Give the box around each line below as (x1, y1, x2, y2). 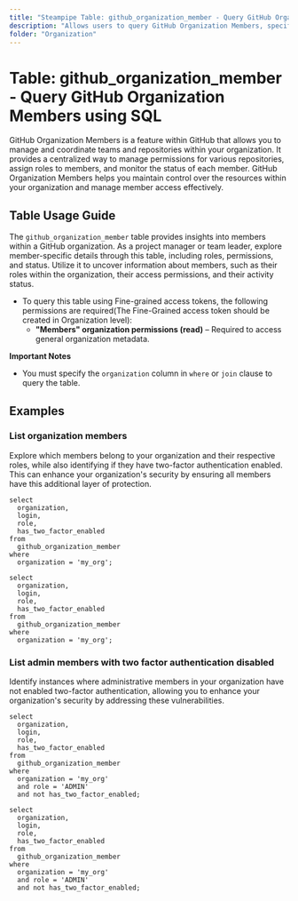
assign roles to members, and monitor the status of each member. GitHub (9, 163, 278, 174)
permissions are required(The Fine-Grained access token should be (21, 306, 271, 316)
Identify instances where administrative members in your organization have (9, 676, 285, 687)
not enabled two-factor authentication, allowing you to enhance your (9, 686, 260, 697)
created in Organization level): (21, 315, 133, 325)
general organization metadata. (35, 334, 150, 345)
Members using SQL (9, 106, 162, 125)
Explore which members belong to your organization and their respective (9, 450, 276, 460)
